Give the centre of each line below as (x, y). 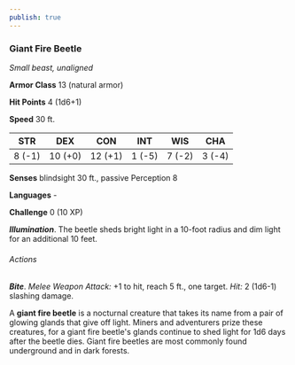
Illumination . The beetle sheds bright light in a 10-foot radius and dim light (145, 229)
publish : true (35, 17)
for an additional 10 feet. (53, 238)
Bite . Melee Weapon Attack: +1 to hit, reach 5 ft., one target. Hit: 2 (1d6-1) (143, 287)
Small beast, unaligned (51, 67)
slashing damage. (41, 296)
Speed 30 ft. (32, 119)
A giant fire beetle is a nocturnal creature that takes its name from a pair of (146, 313)
